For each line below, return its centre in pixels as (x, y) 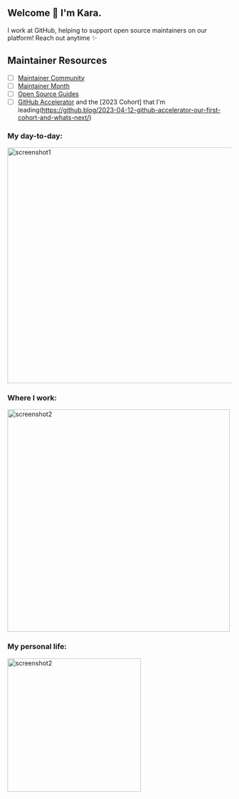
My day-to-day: (35, 136)
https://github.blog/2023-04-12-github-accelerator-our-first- (131, 110)
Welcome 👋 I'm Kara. (54, 13)
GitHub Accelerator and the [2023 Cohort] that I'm (91, 102)
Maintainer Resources (57, 61)
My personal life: (37, 647)
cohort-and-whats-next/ (53, 117)
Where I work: (32, 398)
